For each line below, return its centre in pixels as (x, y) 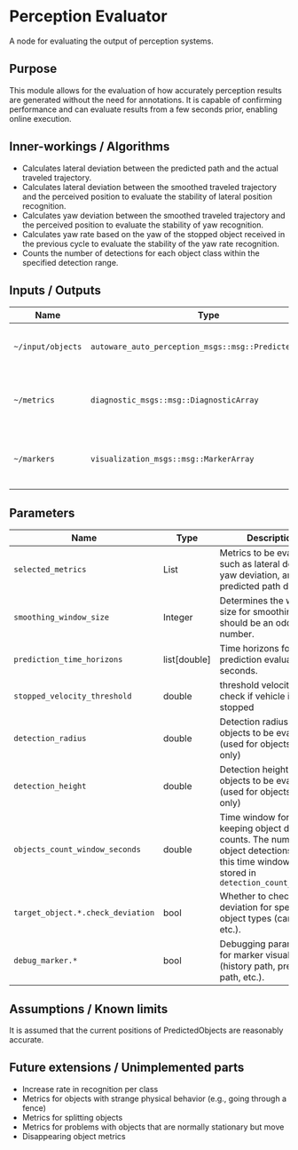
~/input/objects (48, 347)
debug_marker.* (46, 961)
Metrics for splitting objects (72, 1117)
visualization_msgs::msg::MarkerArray (172, 459)
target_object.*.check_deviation (84, 913)
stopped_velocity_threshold (73, 696)
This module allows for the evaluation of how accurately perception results (145, 90)
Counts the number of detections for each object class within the (141, 253)
